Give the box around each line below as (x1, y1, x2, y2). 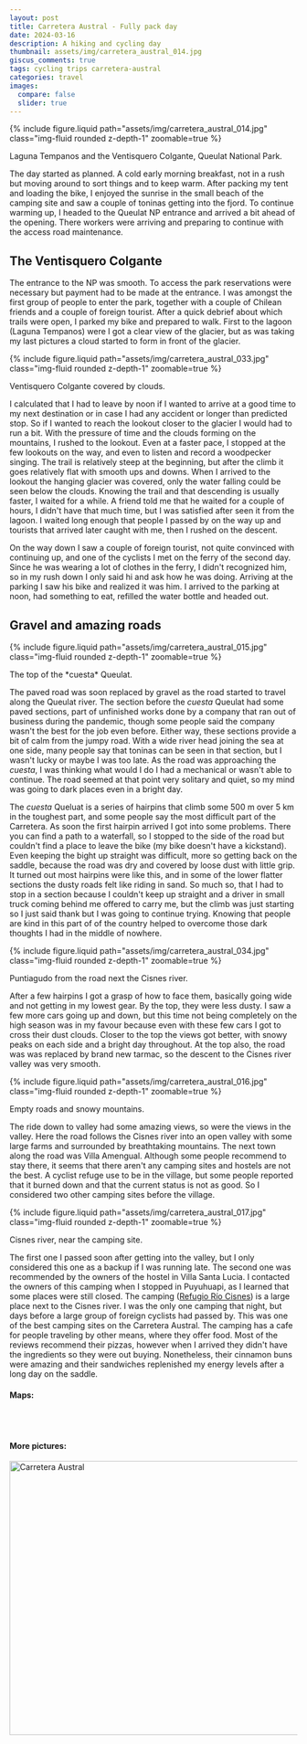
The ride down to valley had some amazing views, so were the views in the (9, 1121, 291, 1132)
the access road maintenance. (9, 227, 123, 238)
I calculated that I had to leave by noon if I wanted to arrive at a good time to (9, 398, 297, 409)
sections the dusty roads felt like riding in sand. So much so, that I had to (9, 879, 284, 890)
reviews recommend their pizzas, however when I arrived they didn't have (9, 1339, 288, 1350)
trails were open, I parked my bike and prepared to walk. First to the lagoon (9, 316, 292, 327)
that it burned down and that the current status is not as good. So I (9, 1179, 260, 1190)
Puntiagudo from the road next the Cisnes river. (9, 973, 189, 983)
